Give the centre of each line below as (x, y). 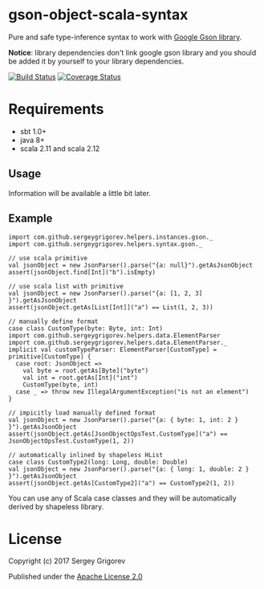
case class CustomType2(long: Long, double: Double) (98, 462)
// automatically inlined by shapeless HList (85, 455)
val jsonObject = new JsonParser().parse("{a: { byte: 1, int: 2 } (124, 419)
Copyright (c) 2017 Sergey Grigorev (67, 561)
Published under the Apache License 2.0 (75, 577)
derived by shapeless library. (56, 506)
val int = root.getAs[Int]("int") (80, 378)
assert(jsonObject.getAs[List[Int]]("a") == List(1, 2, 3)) (111, 307)
